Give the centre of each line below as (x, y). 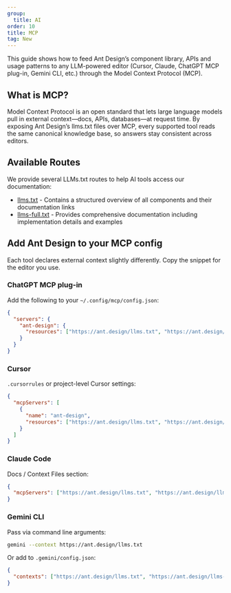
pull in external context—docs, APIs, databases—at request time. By (104, 118)
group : (16, 13)
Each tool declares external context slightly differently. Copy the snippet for (114, 260)
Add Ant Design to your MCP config (85, 243)
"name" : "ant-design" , (58, 415)
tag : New (20, 39)
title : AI (27, 20)
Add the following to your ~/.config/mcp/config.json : (83, 300)
